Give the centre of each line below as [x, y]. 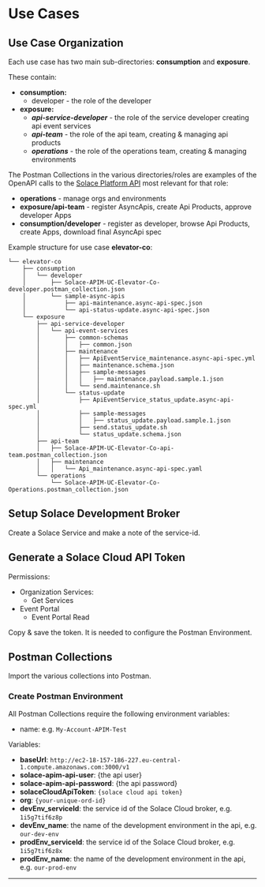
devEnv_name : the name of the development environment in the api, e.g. [138, 825]
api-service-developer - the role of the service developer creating [140, 118]
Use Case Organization [66, 43]
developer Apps [45, 215]
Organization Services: [57, 592]
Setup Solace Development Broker [94, 514]
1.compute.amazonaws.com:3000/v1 [75, 767]
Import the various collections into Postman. [80, 676]
